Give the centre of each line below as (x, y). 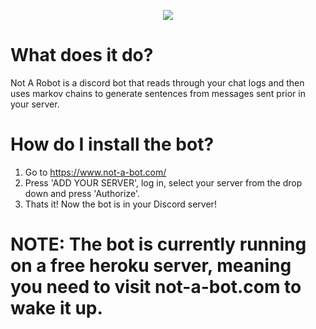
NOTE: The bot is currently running (158, 244)
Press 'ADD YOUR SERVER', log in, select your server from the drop (163, 182)
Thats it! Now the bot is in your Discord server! (120, 204)
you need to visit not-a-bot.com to (156, 287)
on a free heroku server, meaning (151, 266)
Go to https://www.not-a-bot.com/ (95, 172)
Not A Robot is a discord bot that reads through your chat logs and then (157, 82)
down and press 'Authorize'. (82, 193)
